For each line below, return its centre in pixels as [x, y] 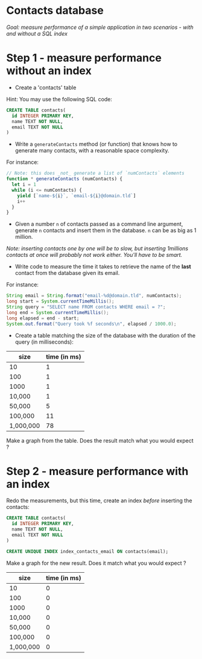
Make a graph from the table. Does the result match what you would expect [100, 440]
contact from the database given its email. [67, 273]
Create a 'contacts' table [46, 87]
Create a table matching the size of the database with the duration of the [105, 335]
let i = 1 [24, 184]
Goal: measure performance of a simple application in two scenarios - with [100, 27]
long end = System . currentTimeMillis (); [58, 312]
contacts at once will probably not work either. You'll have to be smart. [94, 255]
